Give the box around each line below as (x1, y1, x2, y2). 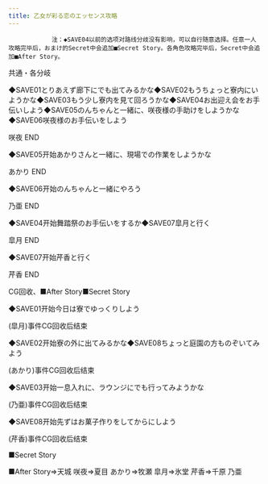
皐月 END (8, 235, 40, 244)
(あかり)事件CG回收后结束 (8, 365, 95, 375)
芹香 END (8, 269, 40, 279)
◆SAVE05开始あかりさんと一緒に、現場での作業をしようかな (8, 149, 212, 159)
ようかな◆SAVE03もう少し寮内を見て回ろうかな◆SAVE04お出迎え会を (8, 94, 246, 105)
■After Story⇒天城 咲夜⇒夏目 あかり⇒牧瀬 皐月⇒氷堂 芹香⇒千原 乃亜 (8, 466, 243, 476)
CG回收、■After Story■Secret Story (8, 286, 130, 296)
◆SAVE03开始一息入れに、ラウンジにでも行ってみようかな (8, 382, 204, 392)
